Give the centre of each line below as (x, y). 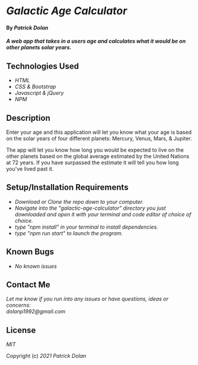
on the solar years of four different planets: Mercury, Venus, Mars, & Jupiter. (99, 138)
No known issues (36, 266)
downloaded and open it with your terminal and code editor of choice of (103, 214)
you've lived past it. (30, 169)
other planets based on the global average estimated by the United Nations (98, 156)
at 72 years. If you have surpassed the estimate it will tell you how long (92, 162)
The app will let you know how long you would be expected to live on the (95, 150)
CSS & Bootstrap (35, 87)
